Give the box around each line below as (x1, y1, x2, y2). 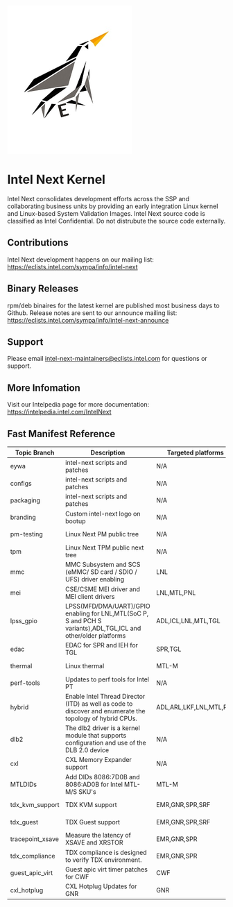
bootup (65, 516, 86, 525)
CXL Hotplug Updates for (65, 882, 137, 890)
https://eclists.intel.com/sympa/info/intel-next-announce (7, 316, 169, 324)
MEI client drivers (65, 592, 115, 600)
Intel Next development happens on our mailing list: (7, 255, 154, 264)
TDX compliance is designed (65, 848, 147, 856)
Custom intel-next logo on (65, 509, 141, 518)
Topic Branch (15, 448, 55, 457)
